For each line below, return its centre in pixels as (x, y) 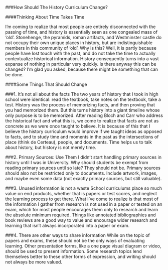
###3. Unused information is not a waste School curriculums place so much (83, 188)
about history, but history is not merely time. (51, 147)
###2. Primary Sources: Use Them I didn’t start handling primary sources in (83, 157)
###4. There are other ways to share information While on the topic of (77, 235)
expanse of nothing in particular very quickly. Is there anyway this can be (81, 64)
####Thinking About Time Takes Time (45, 17)
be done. (15, 75)
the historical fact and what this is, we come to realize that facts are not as (82, 121)
